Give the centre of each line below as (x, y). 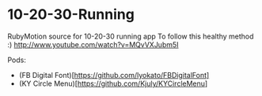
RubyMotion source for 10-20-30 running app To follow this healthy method (131, 36)
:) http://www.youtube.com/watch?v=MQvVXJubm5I (93, 44)
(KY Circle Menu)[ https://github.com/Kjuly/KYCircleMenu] (113, 83)
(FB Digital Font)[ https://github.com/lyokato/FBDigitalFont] (114, 75)
